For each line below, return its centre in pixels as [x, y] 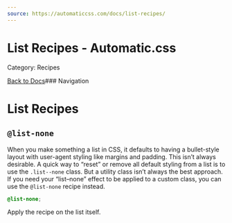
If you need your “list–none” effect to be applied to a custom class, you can [114, 179]
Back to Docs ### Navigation [48, 81]
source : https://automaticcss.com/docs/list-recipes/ [87, 14]
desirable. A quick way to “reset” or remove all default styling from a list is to [116, 164]
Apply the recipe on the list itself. [54, 212]
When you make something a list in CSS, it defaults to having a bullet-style [113, 149]
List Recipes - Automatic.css [92, 48]
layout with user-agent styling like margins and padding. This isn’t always [111, 156]
